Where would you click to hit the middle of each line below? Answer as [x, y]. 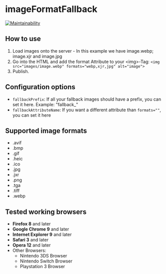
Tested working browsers [46, 212]
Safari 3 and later [30, 240]
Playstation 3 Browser [42, 266]
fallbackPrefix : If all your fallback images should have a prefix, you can [87, 99]
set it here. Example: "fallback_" [45, 104]
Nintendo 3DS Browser [43, 256]
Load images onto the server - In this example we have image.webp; [83, 51]
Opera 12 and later [31, 245]
